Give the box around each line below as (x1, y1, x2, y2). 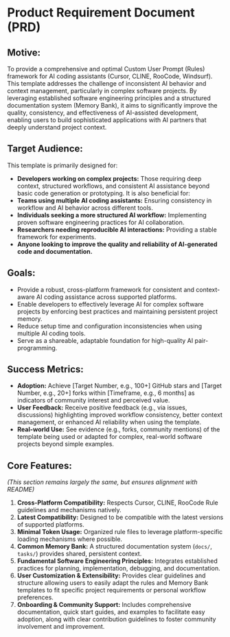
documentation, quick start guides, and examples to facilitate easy (16, 608, 205, 616)
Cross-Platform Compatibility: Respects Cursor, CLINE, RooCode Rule (16, 498, 218, 507)
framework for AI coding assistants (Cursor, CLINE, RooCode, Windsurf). (7, 72, 213, 80)
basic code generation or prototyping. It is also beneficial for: (16, 189, 190, 197)
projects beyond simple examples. (16, 440, 115, 448)
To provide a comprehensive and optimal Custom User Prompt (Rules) (7, 65, 205, 73)
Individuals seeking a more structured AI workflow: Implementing (16, 211, 207, 219)
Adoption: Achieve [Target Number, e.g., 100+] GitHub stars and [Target (16, 382, 222, 390)
